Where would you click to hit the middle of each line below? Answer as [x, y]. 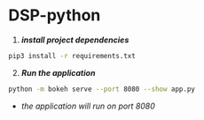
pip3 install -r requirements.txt [72, 56]
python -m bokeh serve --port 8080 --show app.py [102, 89]
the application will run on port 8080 [88, 106]
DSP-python [55, 15]
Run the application [58, 72]
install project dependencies [75, 40]
